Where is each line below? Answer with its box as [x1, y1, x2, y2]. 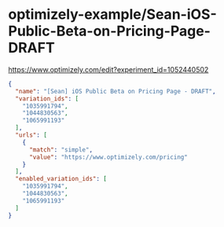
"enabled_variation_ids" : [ [15, 175, 108, 183]
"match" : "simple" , [28, 145, 93, 154]
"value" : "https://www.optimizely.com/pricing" [28, 153, 189, 161]
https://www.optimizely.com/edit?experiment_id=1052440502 [8, 64, 209, 74]
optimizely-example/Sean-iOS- [8, 5, 218, 24]
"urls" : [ [15, 131, 47, 139]
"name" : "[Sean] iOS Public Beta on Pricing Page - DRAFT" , [15, 87, 216, 95]
